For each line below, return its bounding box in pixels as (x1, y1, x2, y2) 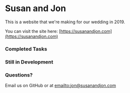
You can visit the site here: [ (5, 28, 61, 34)
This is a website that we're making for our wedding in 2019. (5, 19, 125, 25)
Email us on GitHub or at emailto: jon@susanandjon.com (5, 83, 116, 89)
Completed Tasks (5, 46, 48, 52)
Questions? (5, 71, 33, 78)
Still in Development (5, 59, 53, 65)
